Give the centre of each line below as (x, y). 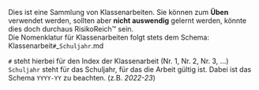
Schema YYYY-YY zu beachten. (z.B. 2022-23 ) (82, 78)
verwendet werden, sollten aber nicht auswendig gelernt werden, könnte (128, 21)
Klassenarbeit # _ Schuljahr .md (56, 46)
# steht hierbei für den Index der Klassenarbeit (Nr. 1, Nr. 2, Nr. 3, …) (118, 61)
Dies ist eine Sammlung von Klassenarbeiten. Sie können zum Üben (118, 12)
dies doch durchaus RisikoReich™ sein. (71, 29)
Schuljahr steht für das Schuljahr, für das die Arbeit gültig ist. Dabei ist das (130, 69)
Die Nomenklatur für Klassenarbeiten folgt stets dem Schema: (109, 37)
